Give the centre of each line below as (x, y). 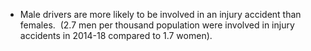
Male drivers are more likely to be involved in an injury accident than (160, 14)
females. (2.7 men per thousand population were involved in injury (157, 25)
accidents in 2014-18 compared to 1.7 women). (116, 35)
